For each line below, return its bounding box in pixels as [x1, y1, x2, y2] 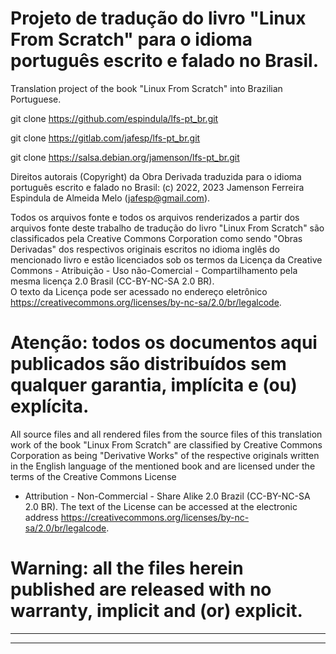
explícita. [10, 395, 90, 418]
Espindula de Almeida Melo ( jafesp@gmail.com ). [10, 192, 211, 204]
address [24, 511, 59, 523]
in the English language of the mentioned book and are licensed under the [10, 460, 316, 472]
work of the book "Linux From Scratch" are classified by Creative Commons [10, 438, 323, 451]
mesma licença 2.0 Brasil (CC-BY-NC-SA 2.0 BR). [10, 275, 215, 287]
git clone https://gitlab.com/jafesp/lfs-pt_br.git [10, 132, 201, 144]
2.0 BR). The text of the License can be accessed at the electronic [24, 500, 298, 512]
